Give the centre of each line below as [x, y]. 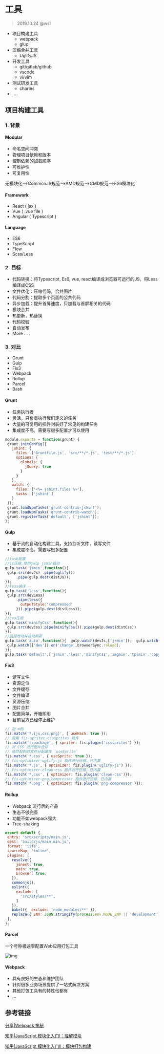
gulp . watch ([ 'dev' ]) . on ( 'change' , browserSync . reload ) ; [64, 645]
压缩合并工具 [25, 50]
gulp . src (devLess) [26, 595]
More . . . [21, 333]
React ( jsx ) [24, 206]
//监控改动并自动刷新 [24, 636]
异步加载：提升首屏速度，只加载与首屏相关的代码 [61, 303]
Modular [14, 137]
